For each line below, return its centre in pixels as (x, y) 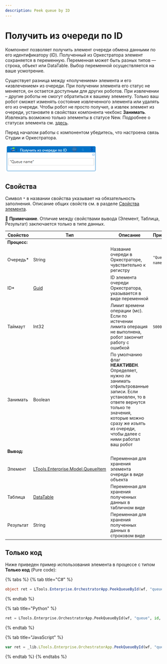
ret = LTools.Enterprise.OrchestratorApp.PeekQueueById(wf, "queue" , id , (83, 618)
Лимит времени (127, 305)
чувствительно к (128, 265)
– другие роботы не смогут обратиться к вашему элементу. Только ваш (82, 96)
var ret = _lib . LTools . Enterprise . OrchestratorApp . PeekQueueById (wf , (79, 647)
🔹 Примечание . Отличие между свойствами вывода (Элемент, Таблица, (83, 219)
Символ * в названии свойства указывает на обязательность (70, 199)
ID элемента (123, 277)
